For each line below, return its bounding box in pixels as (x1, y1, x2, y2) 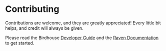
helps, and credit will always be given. (5, 25, 83, 31)
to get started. (5, 40, 34, 46)
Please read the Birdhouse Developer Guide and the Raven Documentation (5, 35, 159, 41)
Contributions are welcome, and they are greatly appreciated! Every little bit (5, 20, 161, 26)
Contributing (5, 3, 59, 15)
